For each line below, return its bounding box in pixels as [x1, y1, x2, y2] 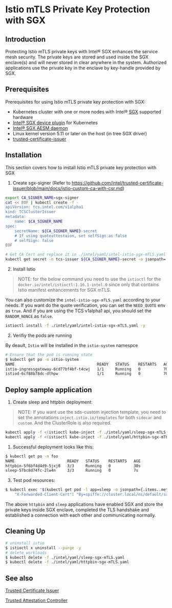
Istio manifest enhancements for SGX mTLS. [17, 287, 111, 293]
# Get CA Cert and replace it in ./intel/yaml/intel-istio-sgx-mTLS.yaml [5, 252, 166, 257]
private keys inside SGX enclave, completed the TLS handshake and [5, 506, 149, 513]
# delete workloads [5, 550, 47, 555]
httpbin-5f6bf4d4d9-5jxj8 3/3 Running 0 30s [5, 463, 141, 469]
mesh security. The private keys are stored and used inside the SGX [5, 54, 149, 60]
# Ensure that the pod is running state [5, 352, 93, 357]
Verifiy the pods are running [12, 332, 72, 338]
